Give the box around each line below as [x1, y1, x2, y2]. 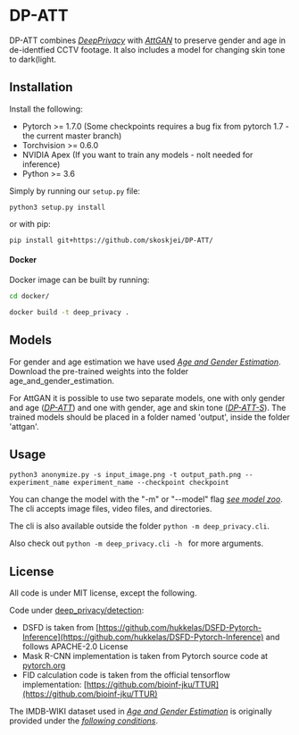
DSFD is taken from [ [21, 622, 100, 633]
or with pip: [9, 218, 51, 229]
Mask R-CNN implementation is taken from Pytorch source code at [21, 651, 269, 662]
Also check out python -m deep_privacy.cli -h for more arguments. [9, 538, 264, 549]
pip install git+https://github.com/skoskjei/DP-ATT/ [9, 236, 214, 245]
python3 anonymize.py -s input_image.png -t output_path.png [9, 471, 242, 480]
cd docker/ [9, 291, 50, 300]
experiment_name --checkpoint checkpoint [72, 479, 229, 488]
